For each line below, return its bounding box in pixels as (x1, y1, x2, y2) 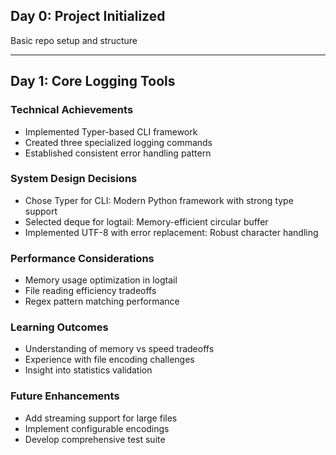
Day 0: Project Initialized (10, 8, 166, 25)
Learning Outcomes (10, 320, 109, 334)
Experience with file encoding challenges (24, 354, 195, 366)
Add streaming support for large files (24, 412, 178, 424)
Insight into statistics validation (24, 364, 153, 376)
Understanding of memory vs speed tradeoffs (24, 343, 215, 355)
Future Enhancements (10, 389, 120, 403)
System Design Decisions (10, 172, 138, 186)
